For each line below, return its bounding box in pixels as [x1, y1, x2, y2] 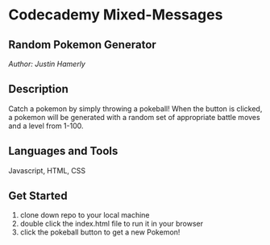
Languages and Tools [8, 144, 118, 158]
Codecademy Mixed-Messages [8, 6, 223, 24]
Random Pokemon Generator [8, 38, 157, 52]
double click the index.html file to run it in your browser [19, 219, 204, 229]
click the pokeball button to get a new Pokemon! [19, 227, 181, 237]
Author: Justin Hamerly [8, 59, 86, 69]
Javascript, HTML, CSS [8, 165, 86, 175]
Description [8, 82, 69, 96]
